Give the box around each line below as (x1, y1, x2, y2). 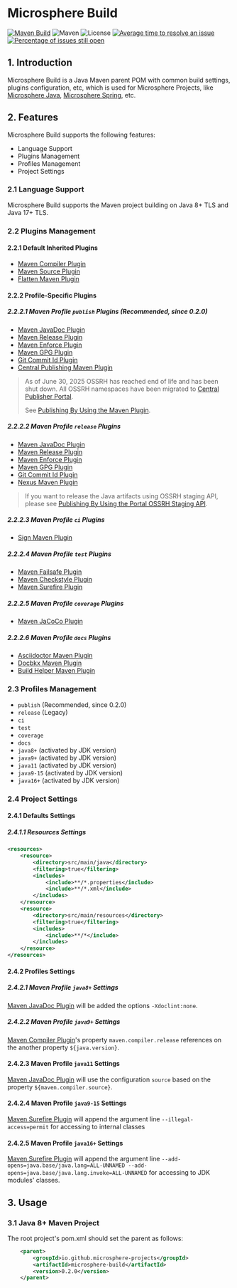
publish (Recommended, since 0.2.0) (17, 700, 127, 709)
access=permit (7, 1124, 50, 1131)
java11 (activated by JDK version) (17, 760, 117, 770)
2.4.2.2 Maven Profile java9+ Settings (7, 1017, 121, 1026)
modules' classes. (7, 1176, 60, 1185)
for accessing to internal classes (50, 1122, 145, 1131)
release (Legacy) (17, 708, 69, 716)
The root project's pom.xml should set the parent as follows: (7, 1234, 183, 1242)
